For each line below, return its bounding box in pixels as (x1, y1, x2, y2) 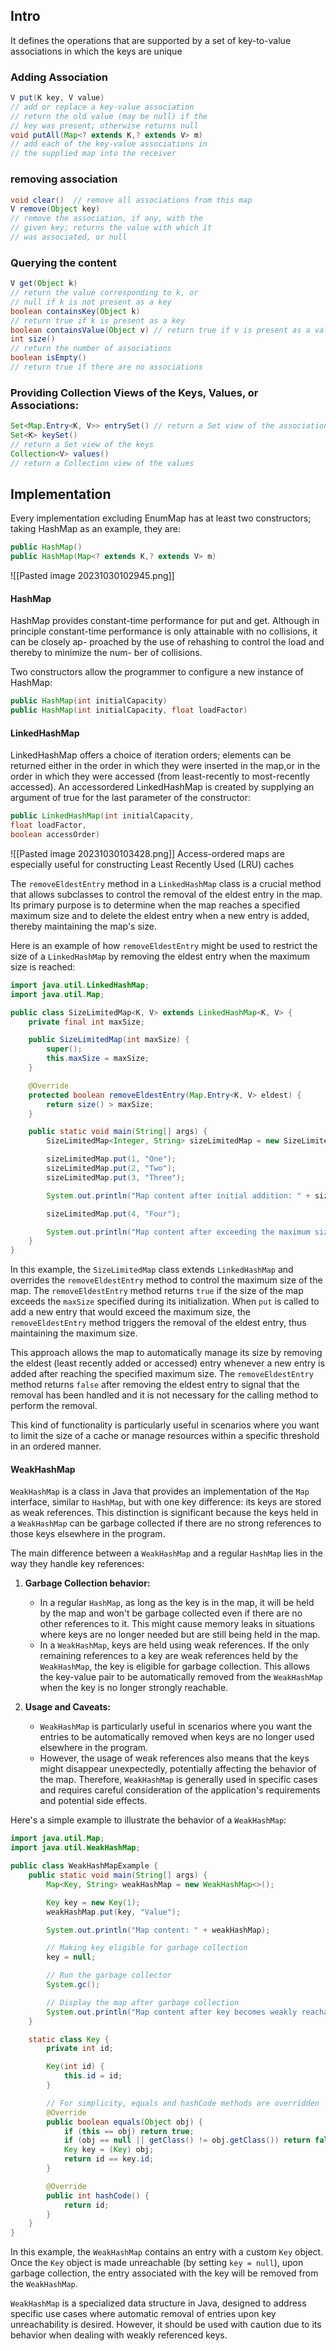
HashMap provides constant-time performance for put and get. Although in (10, 615, 320, 627)
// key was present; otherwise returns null (10, 120, 199, 131)
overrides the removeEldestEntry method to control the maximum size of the (10, 1274, 323, 1286)
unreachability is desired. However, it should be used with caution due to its (10, 2319, 322, 2331)
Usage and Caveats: (24, 1701, 112, 1713)
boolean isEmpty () (10, 353, 87, 363)
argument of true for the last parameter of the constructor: (10, 792, 251, 804)
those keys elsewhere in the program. (10, 1528, 166, 1540)
